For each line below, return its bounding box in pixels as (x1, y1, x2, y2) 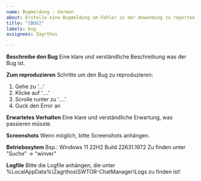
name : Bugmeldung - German (6, 8, 74, 15)
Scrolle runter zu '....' (14, 96, 66, 103)
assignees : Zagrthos (6, 31, 58, 37)
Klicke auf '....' (14, 89, 50, 97)
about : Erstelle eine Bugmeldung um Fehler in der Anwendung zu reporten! (6, 14, 198, 21)
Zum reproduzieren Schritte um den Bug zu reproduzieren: (6, 71, 153, 78)
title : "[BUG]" (6, 20, 45, 26)
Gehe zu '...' (14, 83, 45, 91)
